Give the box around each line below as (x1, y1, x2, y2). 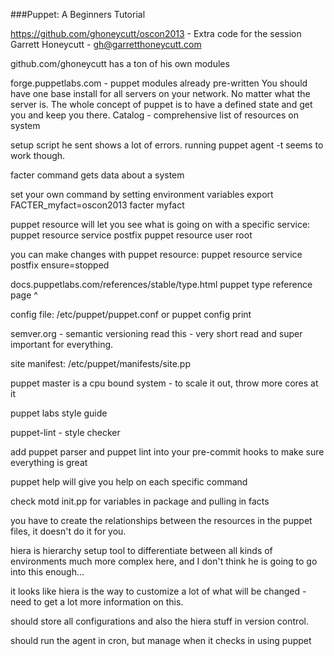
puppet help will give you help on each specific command (10, 476, 248, 488)
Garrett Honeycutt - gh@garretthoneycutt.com (10, 39, 202, 50)
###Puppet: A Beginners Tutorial (10, 9, 146, 20)
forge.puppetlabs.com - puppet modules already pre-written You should (10, 77, 308, 89)
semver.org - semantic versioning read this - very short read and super (10, 328, 303, 339)
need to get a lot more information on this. (10, 596, 184, 608)
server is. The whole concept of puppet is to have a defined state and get (10, 99, 313, 110)
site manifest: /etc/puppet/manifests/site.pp (10, 358, 192, 369)
